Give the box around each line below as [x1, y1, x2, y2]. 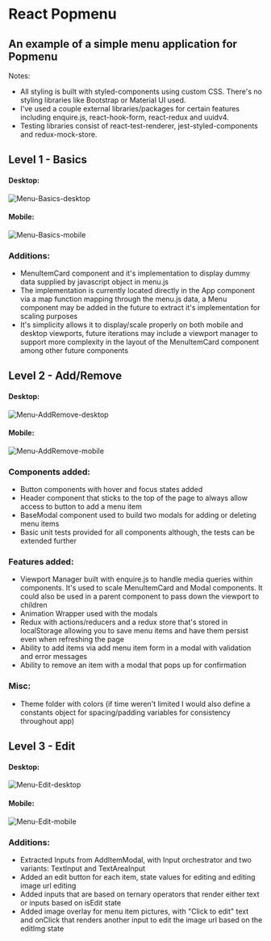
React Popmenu [8, 5, 117, 23]
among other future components [19, 346, 129, 355]
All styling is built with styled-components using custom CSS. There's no [19, 86, 262, 96]
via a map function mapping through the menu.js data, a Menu [19, 294, 227, 304]
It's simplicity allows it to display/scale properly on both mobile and [19, 320, 244, 330]
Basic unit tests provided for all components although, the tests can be [19, 527, 256, 537]
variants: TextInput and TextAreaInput [19, 863, 146, 873]
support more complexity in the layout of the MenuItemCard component [19, 337, 260, 347]
